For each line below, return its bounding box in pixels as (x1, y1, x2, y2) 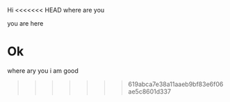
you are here (7, 19, 44, 27)
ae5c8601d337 (128, 87, 172, 96)
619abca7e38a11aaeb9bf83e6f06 (128, 80, 224, 88)
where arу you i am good (7, 66, 79, 75)
